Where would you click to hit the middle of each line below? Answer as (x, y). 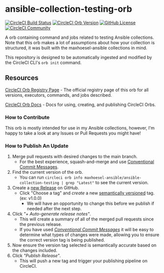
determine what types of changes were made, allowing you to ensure (89, 235)
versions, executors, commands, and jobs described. (59, 95)
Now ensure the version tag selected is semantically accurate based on (84, 245)
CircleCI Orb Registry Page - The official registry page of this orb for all (77, 90)
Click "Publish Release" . (36, 256)
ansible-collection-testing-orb (69, 9)
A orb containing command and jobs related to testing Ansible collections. (80, 37)
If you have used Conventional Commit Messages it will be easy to (87, 230)
